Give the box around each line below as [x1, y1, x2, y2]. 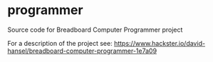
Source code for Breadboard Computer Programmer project [7, 25, 183, 34]
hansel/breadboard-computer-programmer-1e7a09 [7, 46, 157, 55]
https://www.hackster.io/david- [113, 39, 205, 47]
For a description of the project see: [7, 39, 113, 47]
